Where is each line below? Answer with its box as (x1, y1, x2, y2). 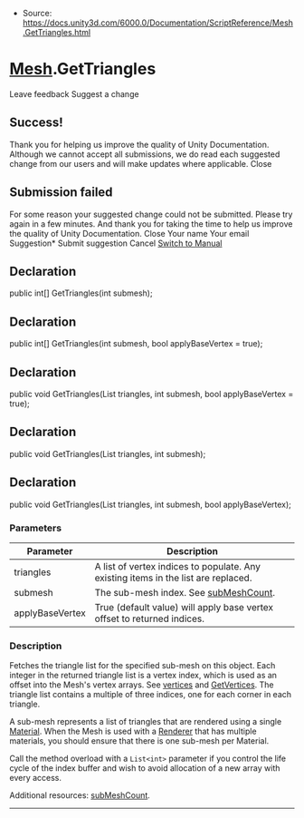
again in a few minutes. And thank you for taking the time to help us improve (9, 218, 293, 229)
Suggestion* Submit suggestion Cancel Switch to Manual (9, 238, 223, 248)
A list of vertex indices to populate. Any (94, 560, 261, 572)
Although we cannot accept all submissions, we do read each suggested (9, 149, 280, 160)
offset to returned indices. (94, 612, 205, 625)
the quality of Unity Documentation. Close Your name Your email (9, 228, 250, 239)
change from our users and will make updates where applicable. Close (9, 158, 272, 169)
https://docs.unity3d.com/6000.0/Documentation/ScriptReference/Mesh (22, 17, 294, 28)
